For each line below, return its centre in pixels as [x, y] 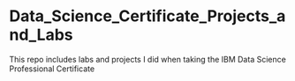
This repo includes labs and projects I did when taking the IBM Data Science [148, 59]
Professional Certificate [52, 69]
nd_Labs [41, 35]
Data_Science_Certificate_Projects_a [147, 16]
